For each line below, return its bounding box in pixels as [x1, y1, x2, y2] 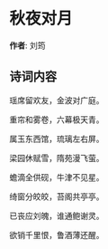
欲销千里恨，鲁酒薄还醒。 [9, 229, 104, 240]
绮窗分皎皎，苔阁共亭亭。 [9, 191, 104, 202]
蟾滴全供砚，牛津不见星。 [9, 171, 104, 182]
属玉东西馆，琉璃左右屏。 [9, 133, 104, 144]
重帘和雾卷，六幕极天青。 [9, 114, 104, 125]
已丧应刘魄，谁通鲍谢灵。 [9, 210, 104, 221]
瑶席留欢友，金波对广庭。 [9, 94, 104, 105]
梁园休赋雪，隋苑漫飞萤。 [9, 152, 104, 163]
